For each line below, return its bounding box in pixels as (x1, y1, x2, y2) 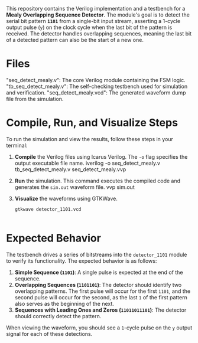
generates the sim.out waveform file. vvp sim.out (14, 183, 135, 191)
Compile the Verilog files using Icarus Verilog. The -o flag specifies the (14, 153, 188, 160)
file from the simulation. (6, 95, 64, 102)
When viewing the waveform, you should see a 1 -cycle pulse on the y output (6, 324, 193, 331)
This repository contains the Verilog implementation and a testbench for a (6, 5, 186, 12)
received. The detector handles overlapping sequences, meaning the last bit (6, 30, 192, 37)
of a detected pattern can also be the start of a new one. (6, 37, 144, 43)
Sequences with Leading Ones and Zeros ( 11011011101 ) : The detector (14, 306, 187, 313)
